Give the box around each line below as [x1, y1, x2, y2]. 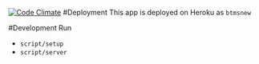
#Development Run [8, 23, 72, 32]
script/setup [19, 40, 64, 48]
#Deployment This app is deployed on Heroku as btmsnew [63, 8, 251, 17]
